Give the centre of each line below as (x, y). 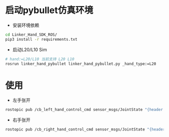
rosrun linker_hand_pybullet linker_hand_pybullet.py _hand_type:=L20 (81, 64)
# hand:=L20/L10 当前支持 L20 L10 (40, 59)
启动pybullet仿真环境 (49, 10)
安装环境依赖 (26, 25)
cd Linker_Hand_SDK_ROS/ (31, 35)
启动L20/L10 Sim (30, 49)
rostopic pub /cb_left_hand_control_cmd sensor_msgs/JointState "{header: (85, 110)
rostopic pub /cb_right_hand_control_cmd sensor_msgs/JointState (75, 129)
